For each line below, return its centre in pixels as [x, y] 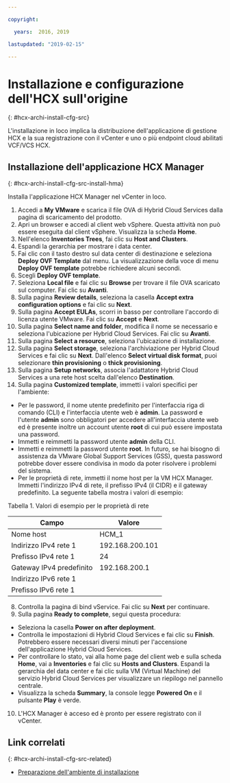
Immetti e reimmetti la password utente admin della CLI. [97, 442]
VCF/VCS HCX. [29, 145]
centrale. [30, 686]
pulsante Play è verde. [49, 700]
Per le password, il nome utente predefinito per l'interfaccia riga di [111, 406]
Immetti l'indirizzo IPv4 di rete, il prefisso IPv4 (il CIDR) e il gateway [112, 485]
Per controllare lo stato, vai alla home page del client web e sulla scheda [119, 657]
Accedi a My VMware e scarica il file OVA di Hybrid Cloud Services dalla [120, 210]
